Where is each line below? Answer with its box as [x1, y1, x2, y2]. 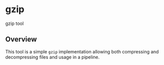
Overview [5, 35, 37, 44]
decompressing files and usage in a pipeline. [5, 54, 100, 60]
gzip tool [5, 20, 24, 26]
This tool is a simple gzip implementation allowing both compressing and [5, 48, 159, 54]
